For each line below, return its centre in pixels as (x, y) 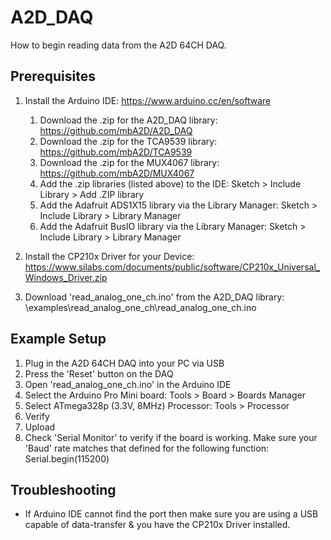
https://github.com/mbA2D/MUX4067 (117, 173)
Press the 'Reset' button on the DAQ (99, 373)
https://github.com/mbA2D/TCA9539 (116, 152)
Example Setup (58, 339)
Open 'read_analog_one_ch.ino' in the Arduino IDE (128, 384)
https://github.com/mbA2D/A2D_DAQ (116, 130)
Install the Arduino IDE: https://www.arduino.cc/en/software (148, 100)
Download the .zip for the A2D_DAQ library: (128, 120)
